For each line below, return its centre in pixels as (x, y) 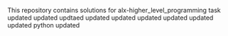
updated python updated (44, 25)
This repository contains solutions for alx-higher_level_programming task (114, 10)
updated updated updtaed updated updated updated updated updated (110, 18)
